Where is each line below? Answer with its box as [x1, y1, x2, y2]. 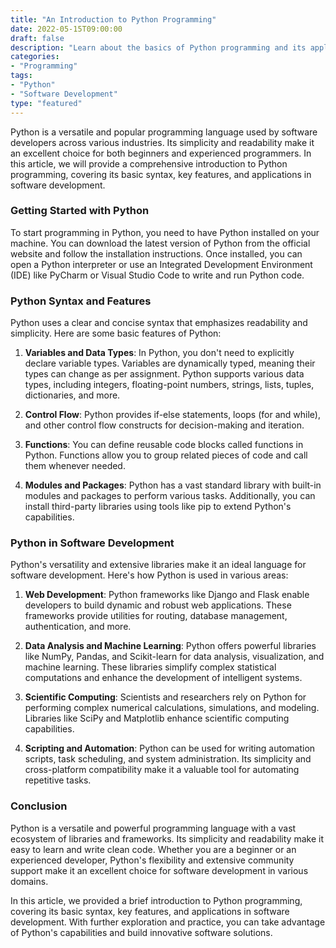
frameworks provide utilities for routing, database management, [24, 610, 288, 622]
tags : [10, 71, 33, 81]
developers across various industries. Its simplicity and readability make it [10, 136, 315, 148]
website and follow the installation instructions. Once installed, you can [10, 247, 303, 260]
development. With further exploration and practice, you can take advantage [10, 916, 326, 928]
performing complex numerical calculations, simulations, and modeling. [24, 702, 320, 714]
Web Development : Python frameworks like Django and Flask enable [24, 589, 310, 601]
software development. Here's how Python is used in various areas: [10, 569, 289, 581]
